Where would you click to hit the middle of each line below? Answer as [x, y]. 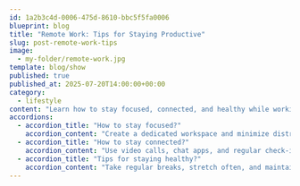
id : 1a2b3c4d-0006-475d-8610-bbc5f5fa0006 [89, 17]
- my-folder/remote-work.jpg [71, 59]
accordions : [31, 117]
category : [28, 92]
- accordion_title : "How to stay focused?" [99, 126]
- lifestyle [40, 101]
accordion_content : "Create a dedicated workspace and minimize [147, 134]
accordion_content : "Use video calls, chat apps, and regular [143, 150]
